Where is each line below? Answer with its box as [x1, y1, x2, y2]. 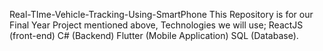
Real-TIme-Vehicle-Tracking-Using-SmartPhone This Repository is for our [9, 9, 314, 20]
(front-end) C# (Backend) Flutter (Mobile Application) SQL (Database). [9, 30, 299, 41]
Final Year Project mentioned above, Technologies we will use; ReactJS [9, 19, 304, 31]
